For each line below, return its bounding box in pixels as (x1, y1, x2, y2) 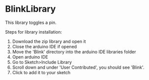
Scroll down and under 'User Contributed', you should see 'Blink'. (12, 64, 145, 70)
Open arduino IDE (12, 54, 48, 60)
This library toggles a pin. (5, 20, 57, 25)
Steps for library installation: (5, 29, 62, 35)
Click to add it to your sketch (12, 69, 70, 75)
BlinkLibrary (5, 3, 56, 15)
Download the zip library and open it (12, 38, 86, 44)
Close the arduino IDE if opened (12, 43, 77, 49)
